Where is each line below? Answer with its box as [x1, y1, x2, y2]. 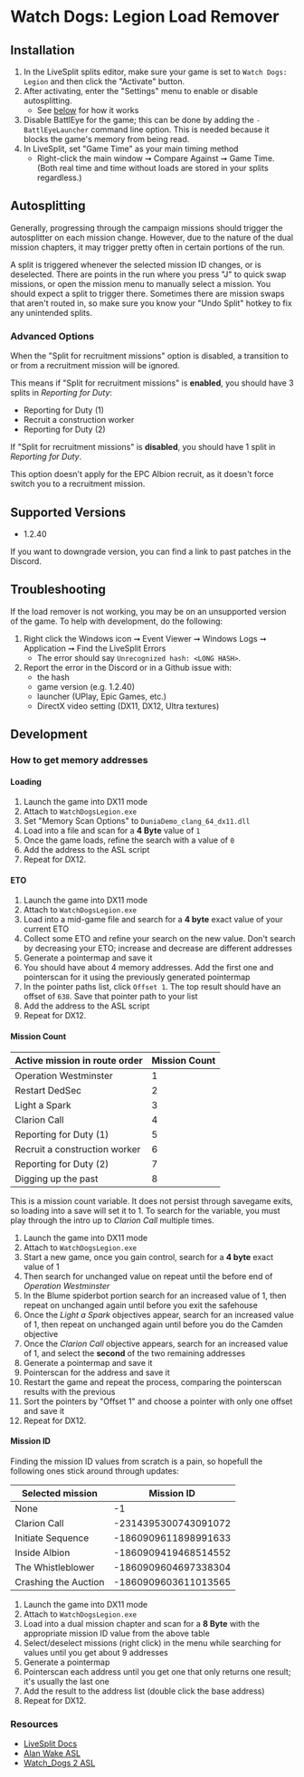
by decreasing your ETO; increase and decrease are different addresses [23, 943, 293, 954]
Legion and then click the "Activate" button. [23, 76, 185, 87]
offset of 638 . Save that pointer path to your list [23, 991, 198, 1002]
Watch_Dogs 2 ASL [23, 1758, 96, 1769]
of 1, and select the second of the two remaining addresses [23, 1347, 246, 1359]
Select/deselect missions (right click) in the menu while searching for [23, 1637, 281, 1648]
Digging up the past [14, 1172, 99, 1185]
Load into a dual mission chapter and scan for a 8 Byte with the [23, 1618, 261, 1629]
